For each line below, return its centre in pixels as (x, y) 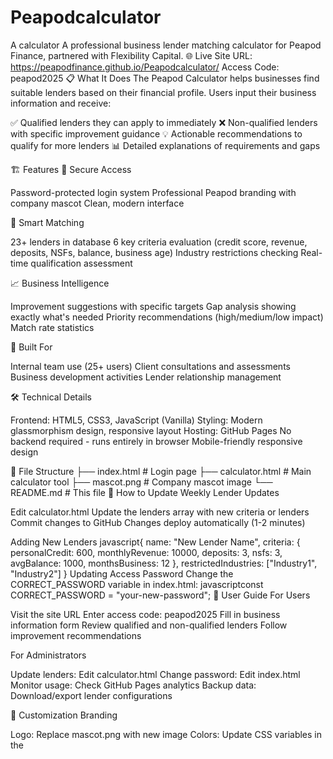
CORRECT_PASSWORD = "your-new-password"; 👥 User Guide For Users (160, 595)
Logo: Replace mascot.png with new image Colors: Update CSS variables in (166, 734)
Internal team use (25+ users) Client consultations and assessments (150, 366)
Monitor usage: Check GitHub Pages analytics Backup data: (133, 685)
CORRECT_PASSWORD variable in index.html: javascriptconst (137, 584)
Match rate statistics (52, 327)
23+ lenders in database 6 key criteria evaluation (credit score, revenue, (159, 242)
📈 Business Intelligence (60, 283)
